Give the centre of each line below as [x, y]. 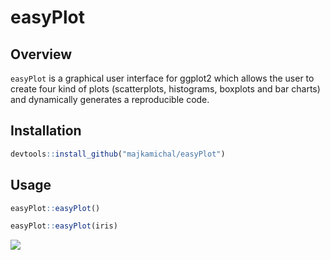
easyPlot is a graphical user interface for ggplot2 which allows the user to [162, 78]
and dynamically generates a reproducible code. [110, 99]
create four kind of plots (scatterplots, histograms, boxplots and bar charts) [165, 89]
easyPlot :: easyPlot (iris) [64, 226]
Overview [41, 54]
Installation [46, 131]
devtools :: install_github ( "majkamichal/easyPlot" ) [118, 154]
